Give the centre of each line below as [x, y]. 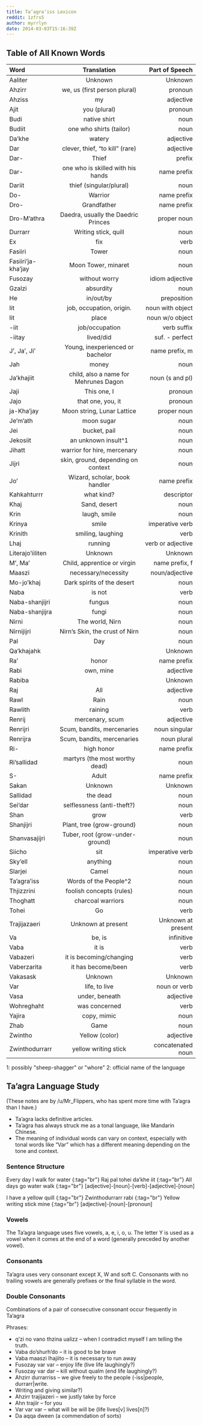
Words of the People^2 [99, 881]
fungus [99, 602]
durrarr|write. [32, 1384]
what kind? [99, 495]
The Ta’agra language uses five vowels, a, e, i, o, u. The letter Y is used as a [100, 1233]
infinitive [181, 938]
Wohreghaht [27, 1006]
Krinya [18, 524]
